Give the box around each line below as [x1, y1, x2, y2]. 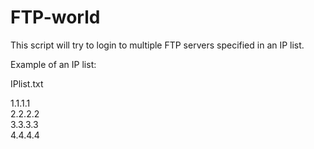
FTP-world [10, 6, 101, 29]
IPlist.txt [10, 77, 44, 90]
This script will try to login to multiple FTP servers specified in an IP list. [10, 39, 305, 51]
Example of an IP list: [10, 58, 97, 70]
